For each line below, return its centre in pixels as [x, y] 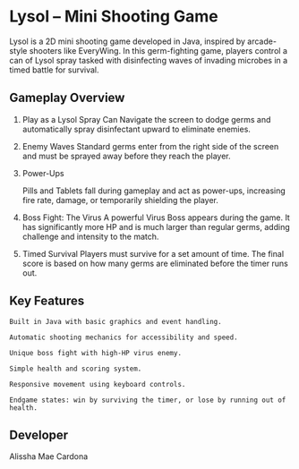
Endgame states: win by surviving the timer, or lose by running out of [148, 400]
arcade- [262, 41]
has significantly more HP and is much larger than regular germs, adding [156, 226]
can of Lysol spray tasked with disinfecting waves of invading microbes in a [149, 60]
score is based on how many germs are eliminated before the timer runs [155, 263]
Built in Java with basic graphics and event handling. [115, 321]
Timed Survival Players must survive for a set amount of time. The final [153, 253]
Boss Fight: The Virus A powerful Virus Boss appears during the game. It [156, 217]
